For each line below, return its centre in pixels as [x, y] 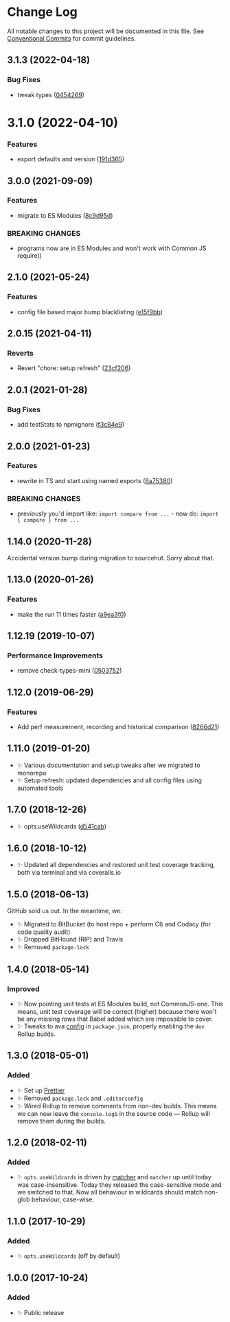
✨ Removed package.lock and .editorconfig [80, 1098]
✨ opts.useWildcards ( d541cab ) [62, 826]
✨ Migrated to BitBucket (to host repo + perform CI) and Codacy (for [114, 924]
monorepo [32, 773]
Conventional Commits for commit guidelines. [71, 38]
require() [30, 256]
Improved [23, 988]
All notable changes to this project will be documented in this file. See [106, 31]
